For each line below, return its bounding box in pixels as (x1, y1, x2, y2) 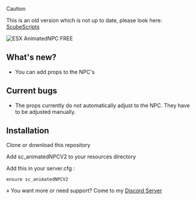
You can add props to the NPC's (14, 68, 95, 75)
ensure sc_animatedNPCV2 (6, 177, 69, 183)
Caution (6, 5, 26, 12)
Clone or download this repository (6, 142, 91, 149)
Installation (6, 126, 49, 136)
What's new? (6, 52, 57, 63)
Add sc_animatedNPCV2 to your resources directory (6, 153, 136, 160)
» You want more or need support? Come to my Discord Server (6, 187, 162, 195)
